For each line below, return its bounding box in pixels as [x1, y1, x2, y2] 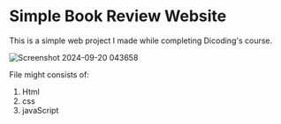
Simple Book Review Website [9, 6, 227, 26]
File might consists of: [9, 69, 90, 80]
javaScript [21, 105, 59, 115]
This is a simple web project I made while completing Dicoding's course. [9, 35, 273, 46]
